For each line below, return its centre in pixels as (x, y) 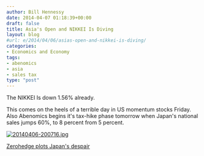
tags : (13, 58)
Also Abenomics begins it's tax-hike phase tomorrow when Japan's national (102, 116)
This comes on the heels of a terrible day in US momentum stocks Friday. (99, 110)
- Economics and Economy (38, 52)
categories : (21, 46)
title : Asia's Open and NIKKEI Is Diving (60, 29)
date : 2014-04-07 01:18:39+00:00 (49, 18)
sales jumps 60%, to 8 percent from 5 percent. (65, 122)
